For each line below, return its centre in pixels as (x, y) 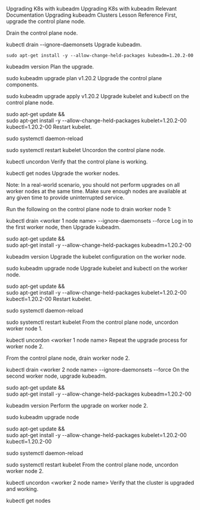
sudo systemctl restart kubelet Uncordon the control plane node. (86, 150)
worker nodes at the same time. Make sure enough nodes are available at (96, 191)
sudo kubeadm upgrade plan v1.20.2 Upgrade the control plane (84, 78)
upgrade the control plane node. (46, 21)
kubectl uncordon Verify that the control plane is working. (77, 162)
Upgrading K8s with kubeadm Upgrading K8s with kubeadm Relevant (92, 9)
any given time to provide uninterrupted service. (65, 198)
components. (22, 84)
